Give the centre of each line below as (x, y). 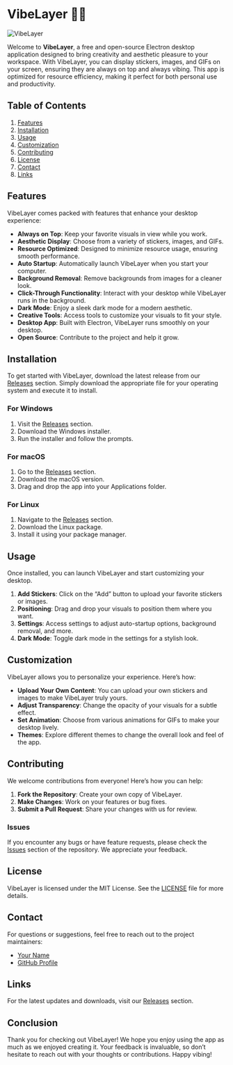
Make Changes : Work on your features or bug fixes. (92, 801)
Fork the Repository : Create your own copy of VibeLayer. (100, 794)
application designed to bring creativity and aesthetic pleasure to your (108, 54)
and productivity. (31, 83)
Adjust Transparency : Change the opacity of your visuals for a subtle (117, 705)
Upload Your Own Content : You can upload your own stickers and (112, 690)
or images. (33, 602)
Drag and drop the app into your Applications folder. (92, 486)
